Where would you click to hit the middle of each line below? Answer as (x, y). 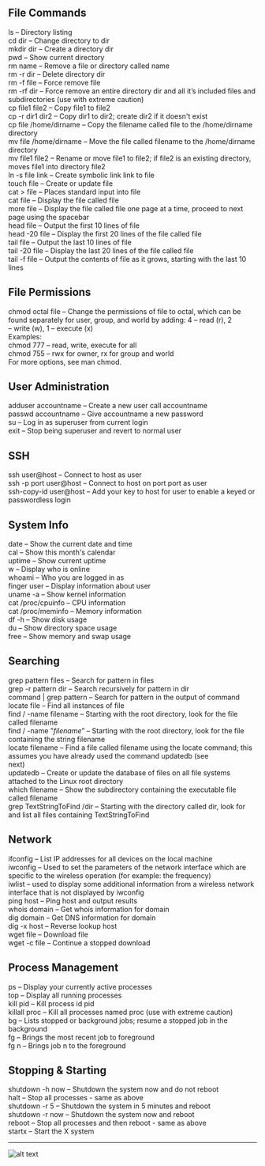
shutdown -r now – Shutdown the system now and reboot (101, 1115)
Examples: (25, 336)
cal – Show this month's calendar (62, 552)
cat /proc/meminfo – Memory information (75, 611)
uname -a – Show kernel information (67, 594)
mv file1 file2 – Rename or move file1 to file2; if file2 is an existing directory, (130, 158)
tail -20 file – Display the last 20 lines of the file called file (101, 250)
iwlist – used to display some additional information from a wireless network (131, 884)
